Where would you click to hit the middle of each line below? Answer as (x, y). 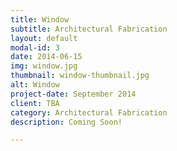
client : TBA (35, 103)
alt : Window (35, 85)
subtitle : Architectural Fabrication (89, 29)
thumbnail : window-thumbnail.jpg (80, 76)
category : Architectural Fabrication (89, 112)
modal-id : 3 (35, 47)
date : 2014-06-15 (46, 57)
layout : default (44, 38)
